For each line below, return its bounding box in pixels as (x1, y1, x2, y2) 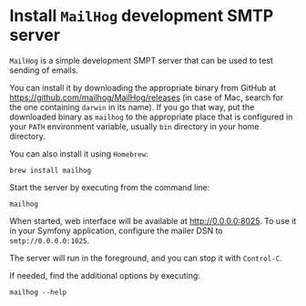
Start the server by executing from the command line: (9, 181, 210, 192)
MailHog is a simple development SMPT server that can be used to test (9, 55, 273, 66)
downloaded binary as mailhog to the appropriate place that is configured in (9, 111, 293, 122)
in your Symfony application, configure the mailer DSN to (9, 225, 223, 236)
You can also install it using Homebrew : (9, 148, 148, 159)
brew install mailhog (9, 166, 92, 175)
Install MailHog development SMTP (9, 5, 274, 26)
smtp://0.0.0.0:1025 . (9, 234, 90, 246)
